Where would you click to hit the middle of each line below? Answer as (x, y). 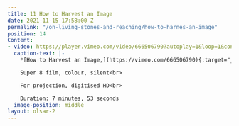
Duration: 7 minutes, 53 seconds (70, 98)
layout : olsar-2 (31, 111)
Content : (20, 40)
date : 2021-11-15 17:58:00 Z (51, 21)
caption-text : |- (39, 54)
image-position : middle (49, 105)
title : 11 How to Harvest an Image (60, 14)
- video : (20, 47)
